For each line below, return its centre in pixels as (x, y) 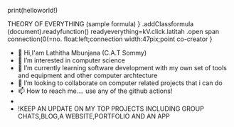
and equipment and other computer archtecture (87, 75)
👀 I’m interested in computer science (71, 60)
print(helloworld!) (33, 10)
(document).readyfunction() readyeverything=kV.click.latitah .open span (113, 32)
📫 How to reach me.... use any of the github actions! (95, 91)
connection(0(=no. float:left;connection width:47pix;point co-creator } (110, 39)
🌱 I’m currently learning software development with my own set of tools (122, 68)
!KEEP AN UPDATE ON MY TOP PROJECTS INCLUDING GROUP (111, 109)
